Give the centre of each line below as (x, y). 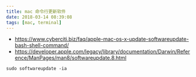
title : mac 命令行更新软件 (36, 11)
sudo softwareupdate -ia (36, 69)
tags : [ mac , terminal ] (34, 22)
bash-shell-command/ (42, 45)
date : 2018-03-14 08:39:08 (39, 17)
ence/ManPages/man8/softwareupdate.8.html (70, 58)
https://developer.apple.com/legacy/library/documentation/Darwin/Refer (102, 52)
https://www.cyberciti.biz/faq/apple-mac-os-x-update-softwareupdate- (102, 39)
